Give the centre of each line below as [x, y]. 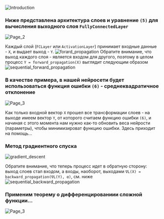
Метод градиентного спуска [41, 146]
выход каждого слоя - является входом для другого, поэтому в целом [79, 57]
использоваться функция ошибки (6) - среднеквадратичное [82, 86]
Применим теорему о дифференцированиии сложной [74, 195]
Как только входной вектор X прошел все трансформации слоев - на [78, 112]
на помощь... [19, 133]
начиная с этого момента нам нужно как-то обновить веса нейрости [78, 123]
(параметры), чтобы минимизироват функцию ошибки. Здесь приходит [80, 128]
